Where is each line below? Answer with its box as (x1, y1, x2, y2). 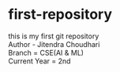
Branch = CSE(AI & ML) (8, 48, 84, 57)
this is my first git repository (8, 31, 99, 41)
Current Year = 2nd (8, 56, 71, 66)
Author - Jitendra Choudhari (8, 39, 100, 49)
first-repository (8, 5, 113, 23)
